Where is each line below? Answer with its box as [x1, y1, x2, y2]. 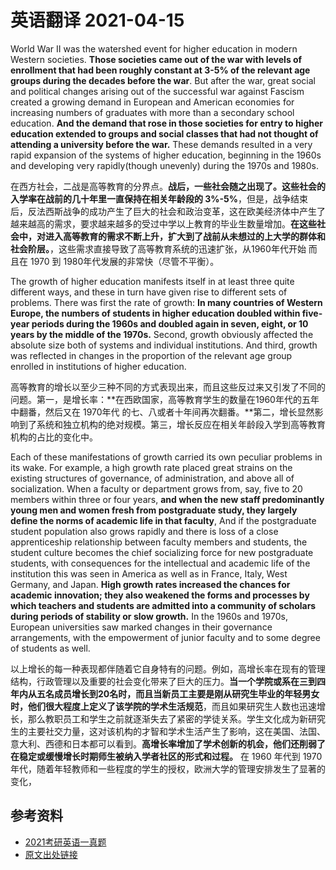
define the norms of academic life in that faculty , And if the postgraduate [10, 514, 317, 526]
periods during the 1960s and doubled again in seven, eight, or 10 [31, 317, 309, 330]
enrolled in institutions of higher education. [10, 360, 187, 372]
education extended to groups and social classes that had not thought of [10, 127, 319, 140]
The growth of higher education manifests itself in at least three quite [10, 275, 295, 287]
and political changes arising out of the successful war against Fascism [10, 85, 305, 97]
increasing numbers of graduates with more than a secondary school [10, 106, 295, 118]
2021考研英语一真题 [24, 836, 107, 848]
